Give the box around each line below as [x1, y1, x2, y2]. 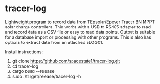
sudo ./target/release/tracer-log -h [12, 73, 81, 79]
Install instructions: [5, 49, 43, 55]
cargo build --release [12, 68, 55, 74]
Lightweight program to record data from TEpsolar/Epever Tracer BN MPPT [5, 19, 155, 25]
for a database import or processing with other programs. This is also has [5, 34, 151, 40]
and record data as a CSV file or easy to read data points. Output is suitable [5, 29, 156, 35]
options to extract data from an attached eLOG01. [5, 39, 103, 45]
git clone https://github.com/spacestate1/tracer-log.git [12, 58, 120, 64]
